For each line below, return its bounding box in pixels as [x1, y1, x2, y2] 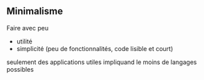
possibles [6, 65, 34, 73]
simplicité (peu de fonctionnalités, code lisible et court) [16, 44, 174, 52]
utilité [16, 37, 33, 46]
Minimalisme [6, 6, 64, 17]
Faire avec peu [6, 23, 49, 32]
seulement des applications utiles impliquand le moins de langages [6, 58, 197, 66]
